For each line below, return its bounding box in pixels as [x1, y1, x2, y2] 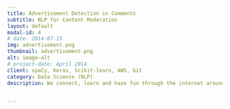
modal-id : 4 [7, 29, 41, 36]
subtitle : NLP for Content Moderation [7, 16, 118, 23]
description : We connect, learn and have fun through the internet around [7, 80, 225, 87]
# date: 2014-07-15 [7, 35, 63, 42]
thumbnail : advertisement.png [7, 48, 94, 55]
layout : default [7, 22, 53, 29]
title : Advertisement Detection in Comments [7, 10, 136, 17]
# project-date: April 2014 [7, 61, 88, 67]
